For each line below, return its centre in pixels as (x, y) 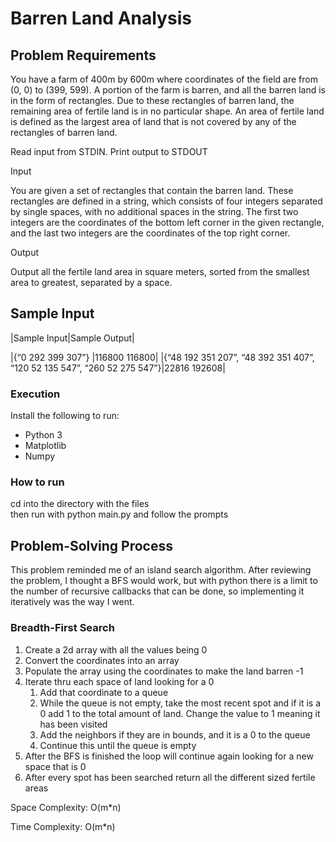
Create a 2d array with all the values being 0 (116, 649)
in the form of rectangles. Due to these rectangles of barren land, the (152, 100)
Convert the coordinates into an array (102, 660)
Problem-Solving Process (91, 545)
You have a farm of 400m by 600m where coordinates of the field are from (164, 79)
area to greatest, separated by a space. (91, 282)
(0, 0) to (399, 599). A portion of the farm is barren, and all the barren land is (168, 90)
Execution (35, 394)
